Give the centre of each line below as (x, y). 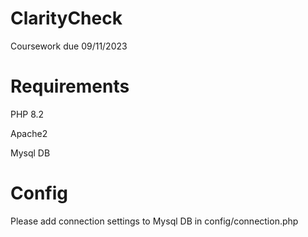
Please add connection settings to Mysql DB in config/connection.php (154, 221)
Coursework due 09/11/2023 (69, 46)
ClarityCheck (66, 18)
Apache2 (29, 133)
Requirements (70, 86)
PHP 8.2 (27, 114)
